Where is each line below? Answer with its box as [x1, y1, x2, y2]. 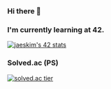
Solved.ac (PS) [7, 58, 59, 68]
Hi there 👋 [7, 6, 42, 16]
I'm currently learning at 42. [7, 24, 105, 34]
